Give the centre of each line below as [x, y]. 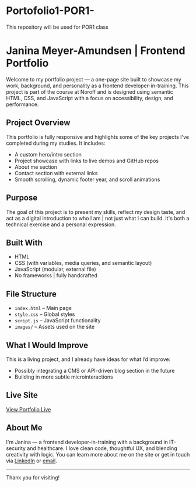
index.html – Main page [43, 308]
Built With [24, 242]
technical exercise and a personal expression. [61, 224]
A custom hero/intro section [48, 154]
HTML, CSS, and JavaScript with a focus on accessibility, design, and [90, 98]
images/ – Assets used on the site [55, 327]
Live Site [22, 395]
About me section [36, 167]
